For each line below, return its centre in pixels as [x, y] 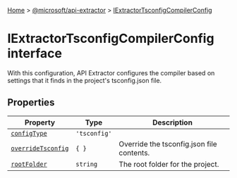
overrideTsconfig [40, 148]
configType [29, 133]
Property [39, 122]
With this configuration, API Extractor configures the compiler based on [111, 72]
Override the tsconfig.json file [168, 144]
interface [35, 54]
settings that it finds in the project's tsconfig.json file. [85, 80]
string [86, 164]
